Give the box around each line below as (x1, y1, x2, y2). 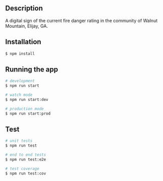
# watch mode (5, 92, 33, 98)
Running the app (5, 65, 58, 74)
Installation (5, 38, 41, 46)
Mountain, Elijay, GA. (5, 23, 48, 29)
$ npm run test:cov (5, 171, 46, 176)
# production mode (5, 106, 44, 111)
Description (5, 4, 43, 13)
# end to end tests (5, 152, 46, 158)
